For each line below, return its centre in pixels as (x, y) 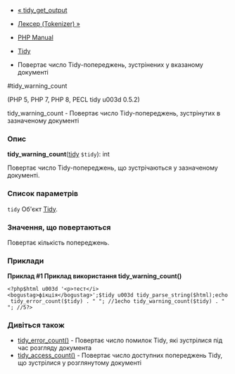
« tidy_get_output (43, 10)
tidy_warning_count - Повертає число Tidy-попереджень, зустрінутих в (114, 113)
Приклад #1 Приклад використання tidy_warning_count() (95, 276)
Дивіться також (36, 325)
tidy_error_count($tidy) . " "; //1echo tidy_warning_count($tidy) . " (118, 301)
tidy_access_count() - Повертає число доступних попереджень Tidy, (120, 356)
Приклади (26, 261)
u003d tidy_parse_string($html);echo (173, 295)
